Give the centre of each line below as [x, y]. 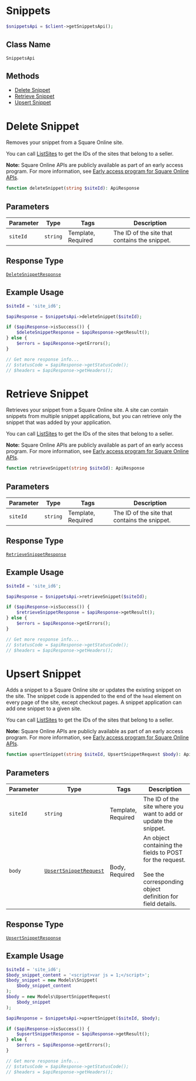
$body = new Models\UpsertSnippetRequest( [58, 997]
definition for [161, 897]
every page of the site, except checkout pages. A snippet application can [94, 702]
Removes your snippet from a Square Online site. [65, 142]
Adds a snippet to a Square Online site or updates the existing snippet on [94, 690]
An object [157, 838]
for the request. [164, 860]
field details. [160, 904]
